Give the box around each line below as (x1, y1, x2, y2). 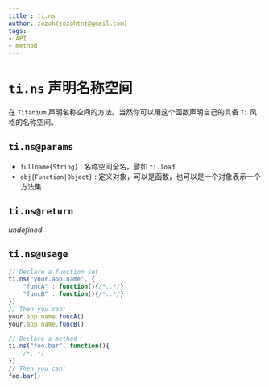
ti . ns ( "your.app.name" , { (8, 275, 95, 283)
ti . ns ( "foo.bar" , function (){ (8, 342, 110, 351)
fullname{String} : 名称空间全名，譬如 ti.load (19, 161, 176, 171)
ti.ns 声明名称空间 (8, 79, 133, 98)
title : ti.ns (8, 11, 56, 20)
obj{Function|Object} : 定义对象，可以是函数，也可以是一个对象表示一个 (19, 171, 261, 181)
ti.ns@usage (8, 248, 68, 260)
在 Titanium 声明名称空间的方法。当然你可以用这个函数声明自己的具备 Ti (8, 107, 248, 117)
